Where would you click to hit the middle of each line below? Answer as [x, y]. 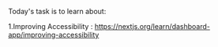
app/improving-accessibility [54, 35]
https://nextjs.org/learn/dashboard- [152, 26]
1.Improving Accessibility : [51, 26]
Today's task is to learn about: [57, 11]
